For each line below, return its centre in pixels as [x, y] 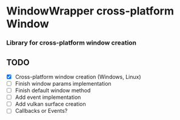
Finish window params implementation [63, 83]
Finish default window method [53, 90]
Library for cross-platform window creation [72, 43]
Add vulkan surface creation [50, 104]
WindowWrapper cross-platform [90, 11]
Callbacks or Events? [41, 111]
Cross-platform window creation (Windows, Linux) [78, 77]
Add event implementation [48, 97]
